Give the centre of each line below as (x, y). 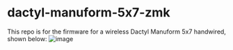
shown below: (27, 38)
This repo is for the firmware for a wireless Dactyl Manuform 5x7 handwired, (116, 32)
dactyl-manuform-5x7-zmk (89, 13)
